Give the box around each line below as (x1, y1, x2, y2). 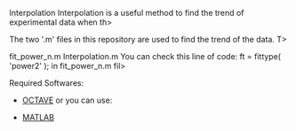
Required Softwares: (9, 78, 84, 88)
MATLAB (21, 112, 55, 122)
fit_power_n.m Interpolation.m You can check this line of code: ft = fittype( (9, 51, 282, 61)
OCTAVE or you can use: (21, 95, 113, 105)
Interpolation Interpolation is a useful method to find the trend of (9, 8, 244, 18)
